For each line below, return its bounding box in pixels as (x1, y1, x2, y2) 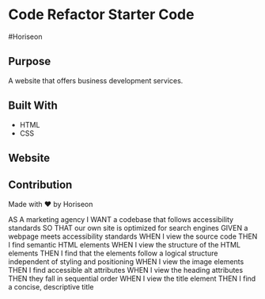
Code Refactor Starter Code (8, 6, 195, 24)
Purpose (8, 55, 51, 68)
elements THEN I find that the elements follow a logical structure (8, 248, 218, 258)
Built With (8, 99, 58, 113)
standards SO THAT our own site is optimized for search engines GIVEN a (8, 223, 248, 232)
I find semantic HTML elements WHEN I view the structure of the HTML (8, 240, 241, 249)
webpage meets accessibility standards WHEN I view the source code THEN (8, 232, 258, 241)
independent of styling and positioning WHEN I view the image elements (8, 256, 244, 266)
